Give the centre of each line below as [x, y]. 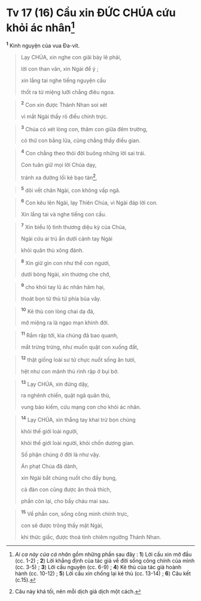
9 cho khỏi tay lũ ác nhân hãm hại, [63, 286]
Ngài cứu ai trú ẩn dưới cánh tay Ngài [66, 238]
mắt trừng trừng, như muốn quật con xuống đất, [80, 347]
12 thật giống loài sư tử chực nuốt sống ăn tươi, [78, 359]
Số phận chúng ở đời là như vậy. [60, 455]
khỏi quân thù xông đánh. [52, 250]
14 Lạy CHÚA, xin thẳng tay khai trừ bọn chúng [78, 419]
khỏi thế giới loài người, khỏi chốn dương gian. [77, 443]
